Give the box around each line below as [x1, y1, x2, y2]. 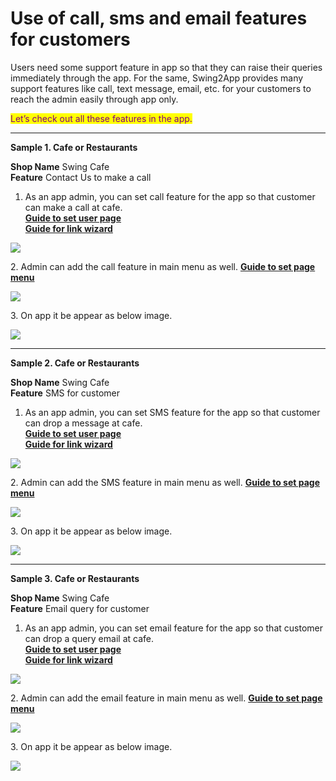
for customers [10, 28, 131, 51]
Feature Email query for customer [10, 602, 150, 614]
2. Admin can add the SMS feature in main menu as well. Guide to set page [10, 476, 321, 488]
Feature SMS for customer [10, 387, 121, 399]
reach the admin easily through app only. [10, 93, 179, 105]
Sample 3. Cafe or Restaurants [10, 572, 140, 584]
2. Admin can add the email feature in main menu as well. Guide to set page [10, 692, 323, 704]
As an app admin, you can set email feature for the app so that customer [24, 622, 323, 634]
